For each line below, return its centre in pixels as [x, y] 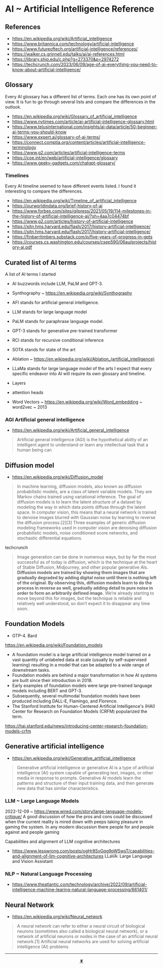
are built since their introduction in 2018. [52, 680]
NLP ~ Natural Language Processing [49, 874]
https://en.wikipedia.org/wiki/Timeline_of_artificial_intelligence [74, 201]
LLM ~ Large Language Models [42, 801]
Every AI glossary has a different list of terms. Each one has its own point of [81, 96]
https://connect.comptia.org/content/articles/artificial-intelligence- [79, 142]
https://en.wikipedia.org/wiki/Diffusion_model [57, 477]
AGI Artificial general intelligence [45, 419]
